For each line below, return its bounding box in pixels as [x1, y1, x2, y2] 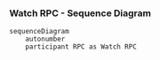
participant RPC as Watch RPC [25, 42, 138, 51]
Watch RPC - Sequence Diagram [9, 7, 151, 19]
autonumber [25, 34, 66, 44]
